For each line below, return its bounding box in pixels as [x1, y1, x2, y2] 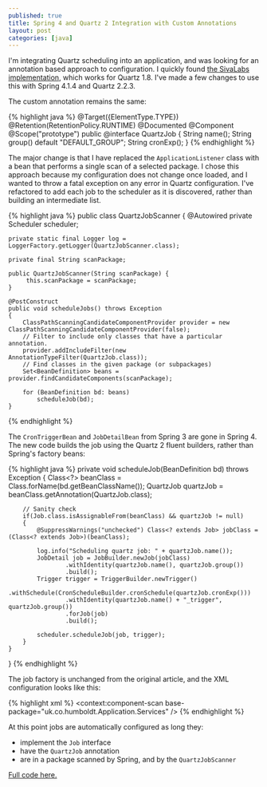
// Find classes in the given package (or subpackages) [22, 361, 213, 369]
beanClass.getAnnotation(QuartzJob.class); [8, 490, 153, 500]
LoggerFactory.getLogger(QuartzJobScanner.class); [8, 242, 180, 250]
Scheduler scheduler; [8, 219, 79, 229]
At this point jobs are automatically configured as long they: [8, 722, 204, 732]
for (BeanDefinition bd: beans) [22, 389, 130, 397]
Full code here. [8, 770, 57, 780]
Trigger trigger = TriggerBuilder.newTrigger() [37, 575, 198, 583]
